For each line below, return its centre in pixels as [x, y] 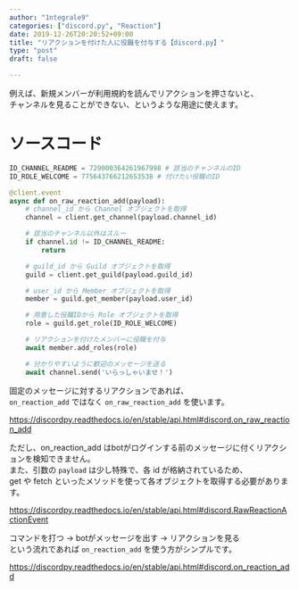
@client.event [36, 193]
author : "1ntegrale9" [50, 17]
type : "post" [33, 51]
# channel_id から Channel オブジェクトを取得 [106, 209]
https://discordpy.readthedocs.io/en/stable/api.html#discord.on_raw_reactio [149, 420]
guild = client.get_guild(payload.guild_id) [109, 274]
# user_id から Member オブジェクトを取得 [98, 291]
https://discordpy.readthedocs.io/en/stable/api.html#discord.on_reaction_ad [149, 567]
